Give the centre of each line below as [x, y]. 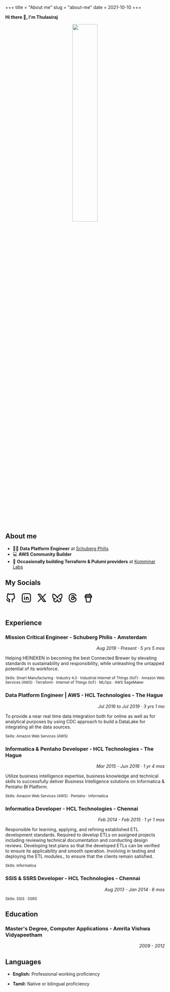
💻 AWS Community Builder [42, 554]
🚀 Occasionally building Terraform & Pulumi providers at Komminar [84, 561]
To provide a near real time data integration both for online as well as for [80, 716]
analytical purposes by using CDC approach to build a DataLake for [75, 721]
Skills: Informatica [21, 866]
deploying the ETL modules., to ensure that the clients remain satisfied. [79, 856]
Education [22, 914]
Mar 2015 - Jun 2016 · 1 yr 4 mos [130, 766]
